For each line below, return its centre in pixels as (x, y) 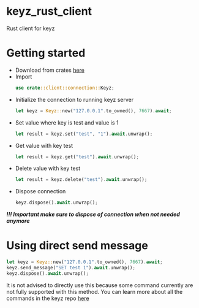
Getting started (46, 53)
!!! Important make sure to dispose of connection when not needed (93, 214)
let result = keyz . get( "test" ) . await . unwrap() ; (77, 157)
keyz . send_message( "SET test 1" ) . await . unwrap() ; (71, 268)
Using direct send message (77, 246)
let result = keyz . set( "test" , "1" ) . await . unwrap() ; (84, 134)
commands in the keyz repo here (48, 298)
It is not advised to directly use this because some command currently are (100, 285)
